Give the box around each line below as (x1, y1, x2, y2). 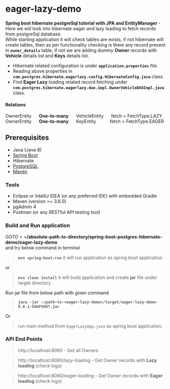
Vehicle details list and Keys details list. (5, 52, 90, 59)
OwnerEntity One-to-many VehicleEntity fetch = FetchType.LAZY (5, 113, 162, 119)
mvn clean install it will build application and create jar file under (17, 274, 157, 280)
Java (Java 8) (12, 146, 42, 153)
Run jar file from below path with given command (5, 290, 109, 296)
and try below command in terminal (5, 244, 80, 251)
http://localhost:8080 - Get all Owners (17, 347, 99, 353)
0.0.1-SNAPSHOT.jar (17, 304, 60, 309)
